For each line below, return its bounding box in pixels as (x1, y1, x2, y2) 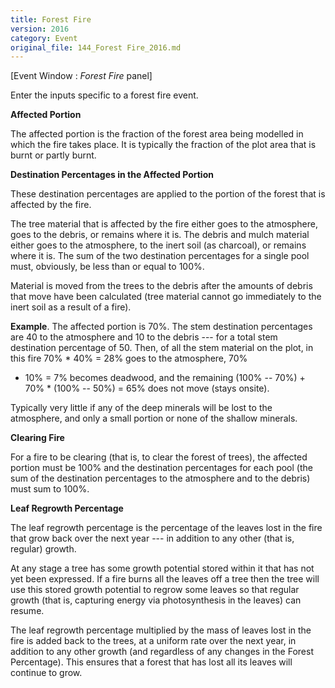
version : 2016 (10, 24, 70, 34)
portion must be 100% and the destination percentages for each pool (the (10, 462, 313, 474)
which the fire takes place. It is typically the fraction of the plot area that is (10, 139, 317, 151)
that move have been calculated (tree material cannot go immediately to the (10, 291, 322, 303)
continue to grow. (10, 667, 83, 679)
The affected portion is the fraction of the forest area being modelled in (10, 128, 304, 140)
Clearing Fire (10, 432, 65, 444)
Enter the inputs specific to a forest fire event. (10, 89, 199, 101)
